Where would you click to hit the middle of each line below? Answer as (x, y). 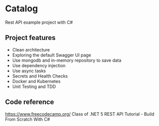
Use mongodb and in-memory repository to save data (67, 60)
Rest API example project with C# (39, 22)
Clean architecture (31, 49)
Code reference (30, 102)
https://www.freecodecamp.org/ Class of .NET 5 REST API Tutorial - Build (80, 114)
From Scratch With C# (28, 119)
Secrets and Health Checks (40, 76)
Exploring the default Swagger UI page (51, 55)
